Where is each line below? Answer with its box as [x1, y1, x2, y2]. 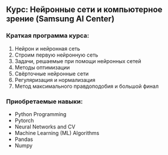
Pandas [14, 136, 34, 143]
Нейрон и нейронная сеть [14, 45, 81, 52]
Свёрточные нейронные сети [14, 70, 89, 77]
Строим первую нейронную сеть [14, 51, 98, 58]
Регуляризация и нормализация [14, 76, 95, 83]
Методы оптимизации [14, 64, 70, 71]
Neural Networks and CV [14, 123, 75, 130]
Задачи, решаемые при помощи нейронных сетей [14, 57, 141, 64]
